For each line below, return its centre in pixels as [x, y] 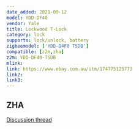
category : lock [26, 35]
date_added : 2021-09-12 [37, 12]
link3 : [15, 80]
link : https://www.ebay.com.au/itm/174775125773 [69, 69]
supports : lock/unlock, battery [47, 40]
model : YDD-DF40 [27, 18]
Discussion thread [29, 119]
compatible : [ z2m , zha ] [35, 52]
